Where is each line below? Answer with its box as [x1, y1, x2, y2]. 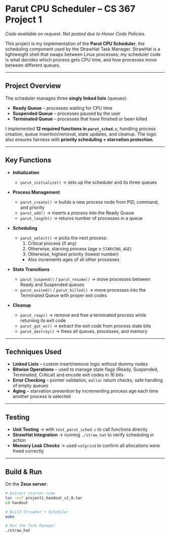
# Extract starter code [5, 491, 56, 496]
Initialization [12, 169, 39, 175]
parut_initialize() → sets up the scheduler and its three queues [20, 179, 157, 185]
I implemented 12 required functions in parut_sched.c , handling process [5, 125, 156, 132]
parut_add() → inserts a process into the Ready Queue [20, 209, 135, 216]
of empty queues [12, 383, 49, 389]
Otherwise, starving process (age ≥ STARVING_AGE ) [27, 245, 132, 251]
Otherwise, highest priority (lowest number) [27, 251, 119, 257]
